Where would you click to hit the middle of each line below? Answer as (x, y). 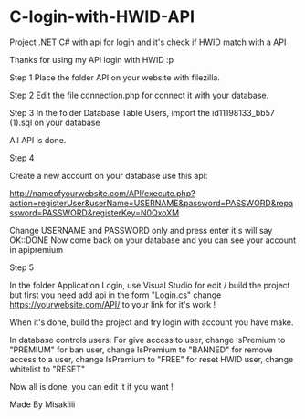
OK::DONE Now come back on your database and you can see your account (153, 240)
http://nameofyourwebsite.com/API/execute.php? (102, 193)
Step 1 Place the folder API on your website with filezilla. (115, 77)
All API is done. (38, 140)
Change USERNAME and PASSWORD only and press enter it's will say (141, 230)
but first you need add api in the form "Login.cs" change (116, 295)
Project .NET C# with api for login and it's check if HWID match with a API (148, 42)
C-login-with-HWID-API (102, 17)
